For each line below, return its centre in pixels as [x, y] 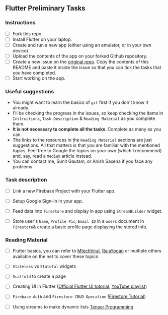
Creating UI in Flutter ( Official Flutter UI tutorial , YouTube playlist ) [80, 286]
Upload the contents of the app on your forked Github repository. [80, 56]
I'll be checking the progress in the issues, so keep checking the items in [88, 113]
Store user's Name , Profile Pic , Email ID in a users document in [78, 221]
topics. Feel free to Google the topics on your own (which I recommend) [87, 151]
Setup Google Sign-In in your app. [48, 201]
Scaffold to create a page [39, 276]
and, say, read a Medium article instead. [52, 156]
